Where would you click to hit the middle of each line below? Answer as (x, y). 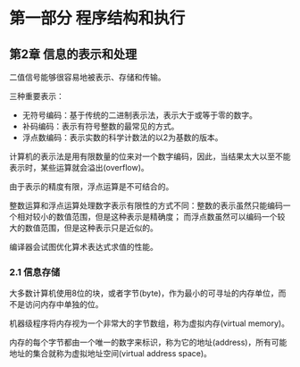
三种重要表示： (37, 96)
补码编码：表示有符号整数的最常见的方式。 (100, 126)
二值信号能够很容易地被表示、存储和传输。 (87, 77)
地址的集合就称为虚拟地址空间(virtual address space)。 (111, 354)
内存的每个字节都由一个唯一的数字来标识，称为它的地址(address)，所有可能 (148, 342)
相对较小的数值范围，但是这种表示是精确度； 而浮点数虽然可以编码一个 (147, 217)
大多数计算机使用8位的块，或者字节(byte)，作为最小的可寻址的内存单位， (144, 293)
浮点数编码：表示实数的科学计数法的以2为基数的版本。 (122, 138)
